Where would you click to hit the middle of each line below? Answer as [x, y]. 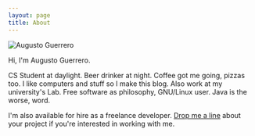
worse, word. [29, 100]
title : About [29, 23]
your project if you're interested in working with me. [92, 123]
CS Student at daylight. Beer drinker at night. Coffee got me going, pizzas [126, 75]
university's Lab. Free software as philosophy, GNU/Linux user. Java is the [128, 91]
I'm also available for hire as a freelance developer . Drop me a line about [124, 115]
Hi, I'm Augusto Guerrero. [49, 60]
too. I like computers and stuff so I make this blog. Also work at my [115, 84]
